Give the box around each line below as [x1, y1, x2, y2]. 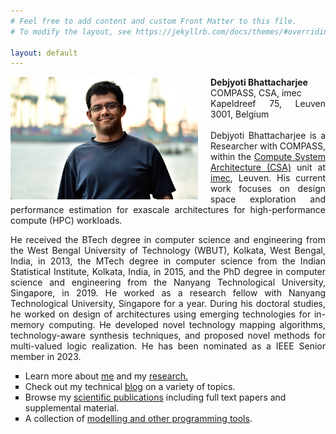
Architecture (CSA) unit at [210, 161, 327, 174]
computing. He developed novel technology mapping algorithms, [48, 319, 326, 331]
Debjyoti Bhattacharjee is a [210, 130, 326, 142]
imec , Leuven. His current [210, 172, 326, 184]
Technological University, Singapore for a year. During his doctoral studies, [10, 298, 326, 310]
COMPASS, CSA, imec [210, 87, 302, 99]
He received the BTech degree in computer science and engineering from [10, 234, 326, 246]
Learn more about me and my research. [24, 370, 188, 382]
